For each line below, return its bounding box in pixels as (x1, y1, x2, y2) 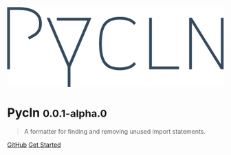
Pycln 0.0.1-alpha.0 (7, 105, 107, 120)
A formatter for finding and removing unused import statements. (23, 128, 206, 136)
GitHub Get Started (7, 141, 61, 149)
